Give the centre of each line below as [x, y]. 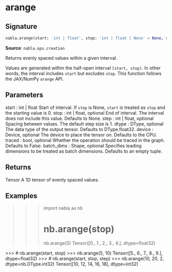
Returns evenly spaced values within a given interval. [61, 58]
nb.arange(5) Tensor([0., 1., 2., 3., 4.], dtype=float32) [99, 243]
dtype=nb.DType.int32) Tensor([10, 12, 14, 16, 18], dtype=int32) [72, 264]
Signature [21, 26]
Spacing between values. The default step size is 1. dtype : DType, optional [84, 124]
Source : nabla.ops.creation [35, 48]
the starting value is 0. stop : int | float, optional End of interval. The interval [85, 113]
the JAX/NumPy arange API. [35, 79]
